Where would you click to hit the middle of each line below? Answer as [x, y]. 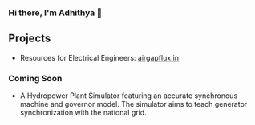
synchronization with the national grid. [83, 113]
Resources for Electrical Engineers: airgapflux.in [99, 57]
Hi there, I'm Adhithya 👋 [55, 13]
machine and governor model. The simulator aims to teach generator [134, 104]
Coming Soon [35, 78]
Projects [30, 39]
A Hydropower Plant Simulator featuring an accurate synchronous [129, 96]
